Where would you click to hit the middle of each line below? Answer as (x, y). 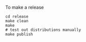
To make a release (25, 7)
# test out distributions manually (43, 30)
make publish (19, 34)
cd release (17, 17)
